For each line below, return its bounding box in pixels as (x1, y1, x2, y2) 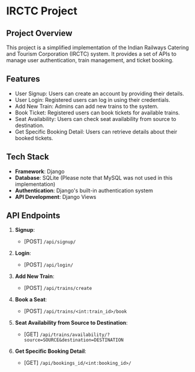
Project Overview (6, 28, 73, 38)
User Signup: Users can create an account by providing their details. (14, 90, 184, 97)
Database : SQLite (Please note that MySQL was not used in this (14, 174, 173, 181)
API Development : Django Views (14, 193, 97, 200)
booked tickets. (14, 134, 53, 141)
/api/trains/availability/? (40, 332, 110, 338)
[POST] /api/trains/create (23, 285, 92, 292)
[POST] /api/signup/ (23, 238, 76, 245)
